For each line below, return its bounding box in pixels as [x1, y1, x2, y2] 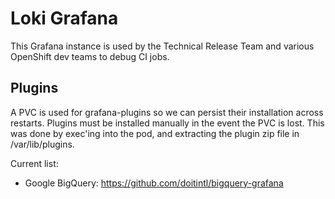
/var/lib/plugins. [10, 138, 75, 150]
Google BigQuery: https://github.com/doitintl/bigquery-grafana [24, 177, 284, 189]
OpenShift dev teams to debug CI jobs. [10, 50, 170, 62]
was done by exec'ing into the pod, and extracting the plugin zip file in [10, 127, 300, 139]
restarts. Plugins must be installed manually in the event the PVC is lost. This [10, 117, 325, 129]
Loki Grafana [10, 7, 119, 30]
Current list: [10, 157, 59, 169]
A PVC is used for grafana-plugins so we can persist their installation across [10, 106, 324, 118]
